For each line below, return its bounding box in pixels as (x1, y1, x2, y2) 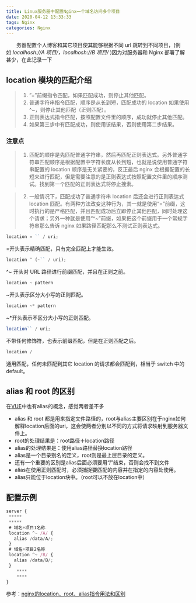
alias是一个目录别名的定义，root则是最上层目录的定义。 (14, 452, 148, 459)
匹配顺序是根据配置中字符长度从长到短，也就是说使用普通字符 (39, 158, 188, 166)
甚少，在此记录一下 (6, 56, 52, 63)
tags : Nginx (6, 19, 35, 25)
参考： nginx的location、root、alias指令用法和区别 (6, 590, 125, 597)
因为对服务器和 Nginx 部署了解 (111, 49, 185, 56)
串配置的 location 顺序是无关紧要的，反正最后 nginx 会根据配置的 (29, 166, 185, 173)
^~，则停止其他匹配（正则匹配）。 (29, 106, 110, 113)
